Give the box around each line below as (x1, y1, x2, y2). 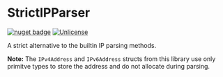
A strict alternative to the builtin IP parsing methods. (7, 41, 157, 49)
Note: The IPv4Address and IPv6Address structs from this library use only (7, 54, 216, 63)
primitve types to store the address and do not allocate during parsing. (7, 62, 210, 70)
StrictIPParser (7, 5, 91, 21)
